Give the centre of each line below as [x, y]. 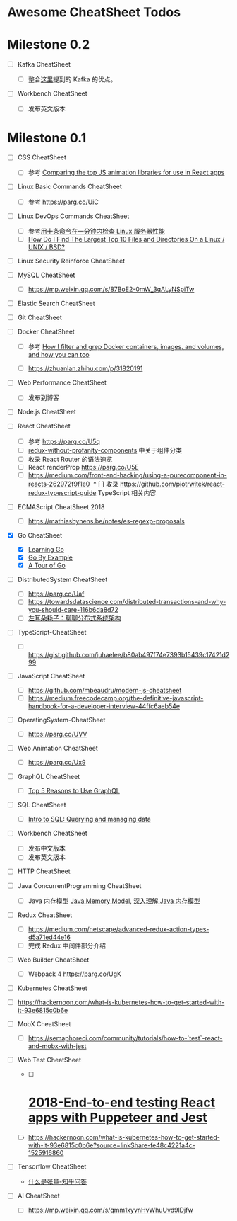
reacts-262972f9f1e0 [59, 484]
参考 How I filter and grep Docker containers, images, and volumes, [126, 347]
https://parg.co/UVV [57, 734]
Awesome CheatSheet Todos [94, 12]
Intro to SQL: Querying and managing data [90, 819]
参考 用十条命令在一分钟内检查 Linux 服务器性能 [96, 231]
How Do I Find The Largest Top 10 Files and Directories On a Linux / [126, 239]
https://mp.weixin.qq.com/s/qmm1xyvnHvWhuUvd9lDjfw [110, 1210]
